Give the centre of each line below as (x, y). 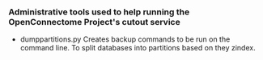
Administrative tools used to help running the (99, 12)
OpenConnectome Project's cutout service (94, 22)
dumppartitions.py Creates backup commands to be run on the (125, 39)
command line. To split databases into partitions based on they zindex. (138, 48)
